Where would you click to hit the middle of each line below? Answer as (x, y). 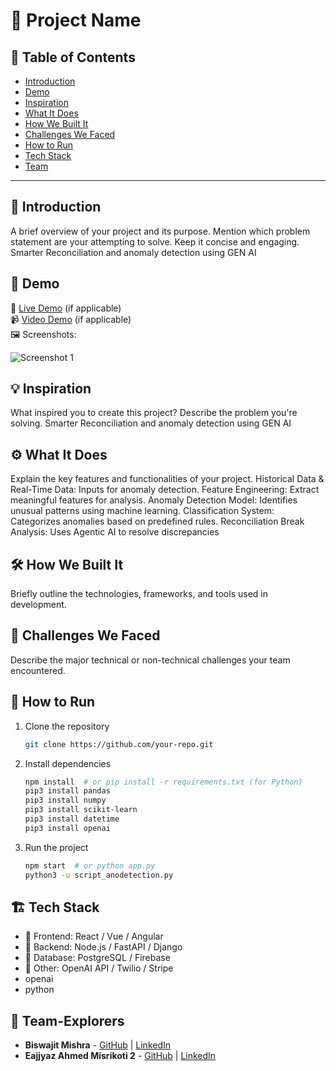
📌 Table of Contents (73, 57)
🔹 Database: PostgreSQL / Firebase (97, 958)
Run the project (56, 847)
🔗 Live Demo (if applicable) (66, 308)
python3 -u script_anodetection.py (99, 875)
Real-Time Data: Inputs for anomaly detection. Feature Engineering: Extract (165, 490)
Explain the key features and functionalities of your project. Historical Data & (167, 479)
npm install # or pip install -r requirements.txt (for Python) (163, 782)
